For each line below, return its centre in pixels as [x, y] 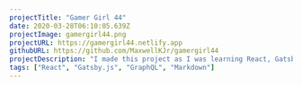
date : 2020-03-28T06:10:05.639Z [70, 26]
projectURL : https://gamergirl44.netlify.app [96, 43]
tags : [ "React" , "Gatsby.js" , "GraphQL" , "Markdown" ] [112, 68]
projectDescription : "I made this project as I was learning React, [140, 59]
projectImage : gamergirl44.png [68, 34]
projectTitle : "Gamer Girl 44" [68, 17]
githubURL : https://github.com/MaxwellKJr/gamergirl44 [114, 51]
